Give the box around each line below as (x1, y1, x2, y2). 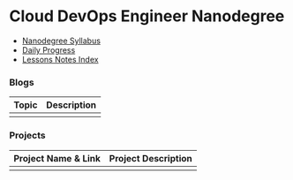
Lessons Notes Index (21, 54, 99, 64)
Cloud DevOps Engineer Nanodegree (9, 6, 285, 26)
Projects (9, 130, 46, 142)
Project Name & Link (13, 152, 101, 164)
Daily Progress (21, 44, 76, 55)
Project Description (109, 152, 192, 164)
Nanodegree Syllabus (21, 35, 101, 46)
